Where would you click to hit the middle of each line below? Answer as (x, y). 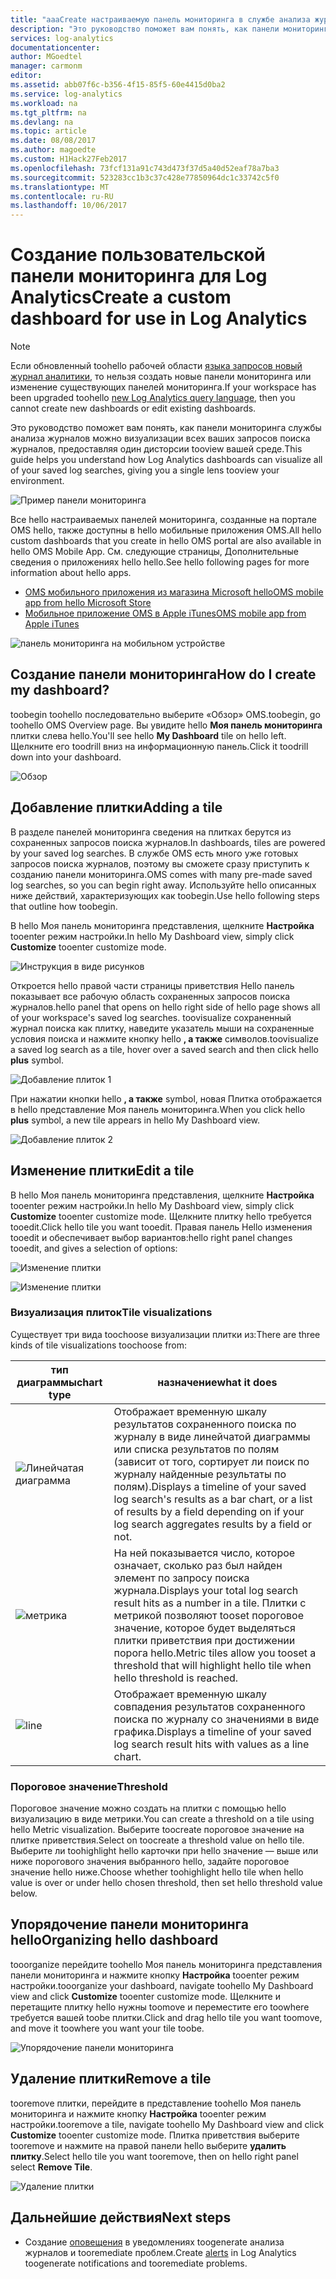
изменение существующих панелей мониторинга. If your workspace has (163, 387)
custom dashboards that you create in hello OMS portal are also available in (166, 541)
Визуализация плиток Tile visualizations (111, 1313)
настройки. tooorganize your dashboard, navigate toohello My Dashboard (162, 1985)
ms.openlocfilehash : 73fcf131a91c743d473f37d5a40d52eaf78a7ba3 (145, 168)
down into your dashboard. (66, 757)
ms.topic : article (48, 131)
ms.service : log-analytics (66, 94)
